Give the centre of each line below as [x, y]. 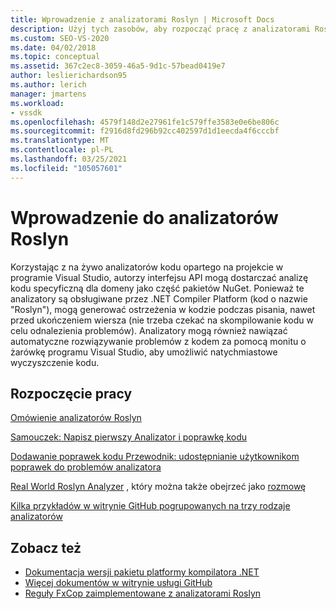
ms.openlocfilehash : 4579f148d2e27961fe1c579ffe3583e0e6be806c [145, 122]
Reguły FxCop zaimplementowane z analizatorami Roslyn [143, 593]
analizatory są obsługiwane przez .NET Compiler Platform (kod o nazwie [159, 298]
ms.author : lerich [48, 85]
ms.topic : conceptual [55, 57]
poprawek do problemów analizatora [86, 467]
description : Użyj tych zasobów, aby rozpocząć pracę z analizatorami [160, 29]
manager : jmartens [48, 94]
